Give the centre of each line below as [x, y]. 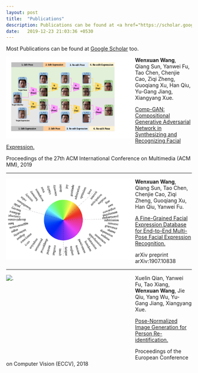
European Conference [162, 358]
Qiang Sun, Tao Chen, [162, 188]
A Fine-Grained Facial [161, 218]
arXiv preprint [152, 255]
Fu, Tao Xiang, [152, 284]
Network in [148, 128]
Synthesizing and [156, 134]
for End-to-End [154, 231]
